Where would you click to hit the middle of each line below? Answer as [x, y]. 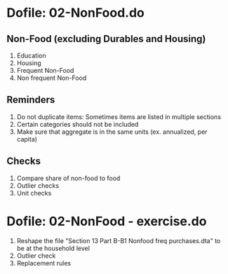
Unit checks [34, 193]
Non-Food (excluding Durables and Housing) [106, 39]
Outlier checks [38, 185]
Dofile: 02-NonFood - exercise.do [107, 221]
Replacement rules [44, 263]
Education [31, 55]
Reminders [31, 100]
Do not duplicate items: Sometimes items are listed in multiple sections [119, 116]
